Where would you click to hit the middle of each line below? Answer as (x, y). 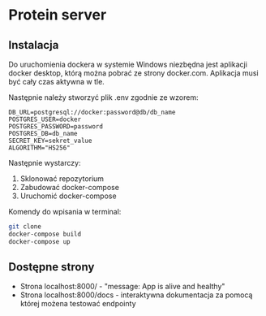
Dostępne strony (51, 267)
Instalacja (34, 45)
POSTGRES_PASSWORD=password (56, 127)
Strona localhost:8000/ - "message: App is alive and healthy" (122, 287)
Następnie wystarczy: (45, 163)
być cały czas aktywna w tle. (57, 82)
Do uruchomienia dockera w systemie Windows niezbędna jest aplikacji (128, 64)
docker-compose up (39, 241)
